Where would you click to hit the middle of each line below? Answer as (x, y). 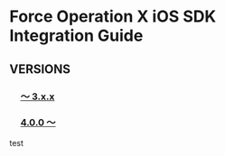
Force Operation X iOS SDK (113, 17)
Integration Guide (76, 36)
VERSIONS (40, 69)
